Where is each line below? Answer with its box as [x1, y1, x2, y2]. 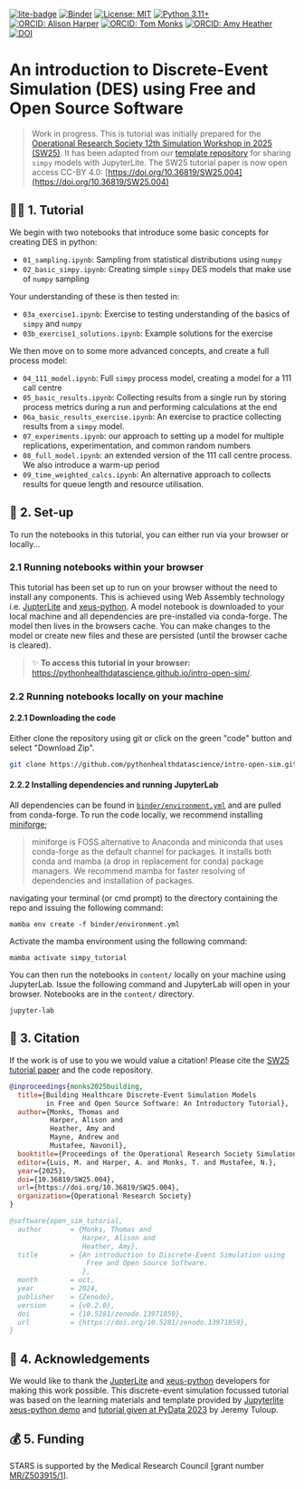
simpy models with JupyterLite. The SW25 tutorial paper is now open [31, 157, 288, 168]
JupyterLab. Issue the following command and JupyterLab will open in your [9, 979, 290, 990]
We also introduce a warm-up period [22, 459, 160, 470]
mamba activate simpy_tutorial [9, 954, 128, 963]
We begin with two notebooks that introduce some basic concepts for [9, 227, 270, 238]
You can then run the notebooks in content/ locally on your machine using [9, 969, 287, 980]
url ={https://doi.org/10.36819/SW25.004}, [17, 1183, 180, 1192]
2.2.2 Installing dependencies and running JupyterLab [9, 779, 219, 790]
